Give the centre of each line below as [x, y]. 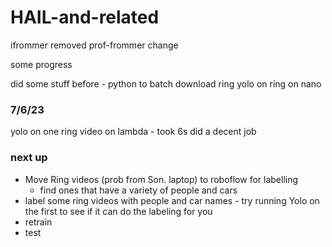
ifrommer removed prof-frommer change [94, 45]
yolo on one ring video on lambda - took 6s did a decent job [133, 132]
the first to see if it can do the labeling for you [118, 211]
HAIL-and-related [85, 17]
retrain [38, 222]
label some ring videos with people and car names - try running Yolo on [172, 200]
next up [29, 158]
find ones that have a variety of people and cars [138, 190]
